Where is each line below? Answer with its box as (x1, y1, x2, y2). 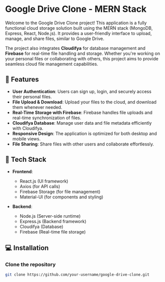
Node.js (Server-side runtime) (19, 213, 81, 219)
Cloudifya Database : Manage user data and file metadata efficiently (12, 120, 152, 126)
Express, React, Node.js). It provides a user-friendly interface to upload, (5, 30, 152, 36)
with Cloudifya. (12, 125, 44, 131)
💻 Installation (5, 243, 49, 252)
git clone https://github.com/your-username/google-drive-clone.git (5, 272, 150, 278)
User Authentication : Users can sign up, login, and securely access (12, 88, 152, 94)
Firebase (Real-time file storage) (19, 229, 86, 235)
